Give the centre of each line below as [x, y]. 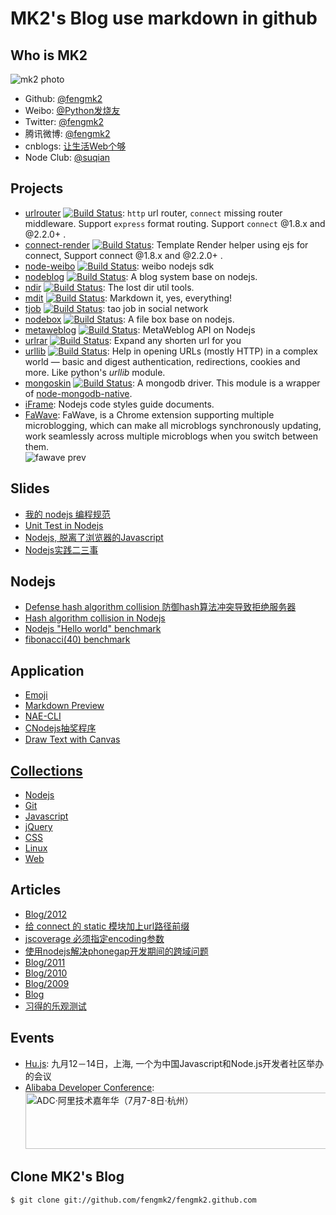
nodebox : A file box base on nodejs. [129, 319]
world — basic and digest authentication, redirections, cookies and [162, 361]
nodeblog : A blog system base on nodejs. [141, 276]
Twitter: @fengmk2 [64, 121]
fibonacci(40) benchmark [77, 639]
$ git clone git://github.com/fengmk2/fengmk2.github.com [133, 1200]
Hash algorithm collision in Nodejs [95, 618]
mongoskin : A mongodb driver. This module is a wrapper [172, 383]
